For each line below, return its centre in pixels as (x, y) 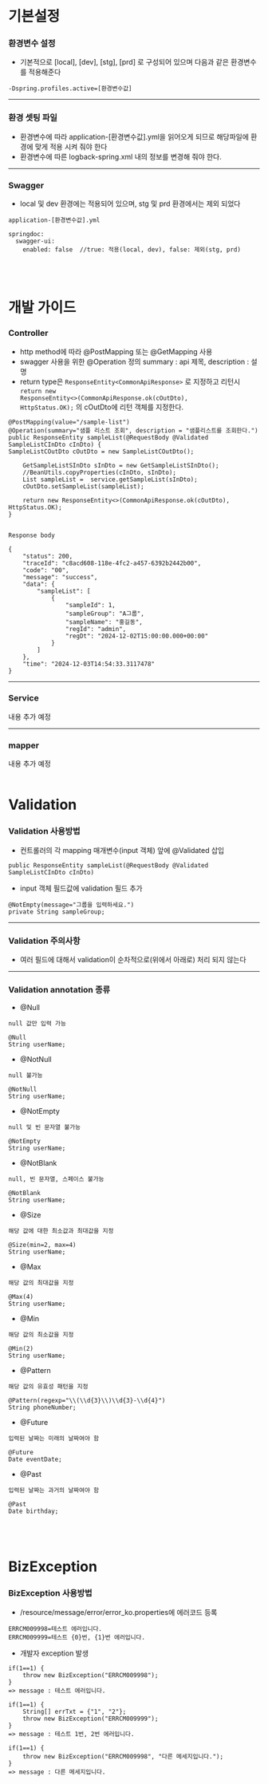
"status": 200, (48, 556)
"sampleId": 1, (90, 605)
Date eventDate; (35, 1460)
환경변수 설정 (32, 43)
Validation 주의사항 (45, 941)
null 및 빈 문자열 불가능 (45, 1127)
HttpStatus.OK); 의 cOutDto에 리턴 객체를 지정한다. (102, 407)
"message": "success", (60, 577)
